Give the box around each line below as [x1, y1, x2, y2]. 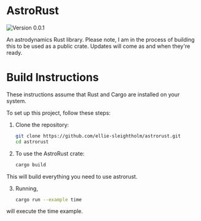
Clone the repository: [15, 121, 69, 128]
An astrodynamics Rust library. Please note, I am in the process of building [6, 36, 195, 43]
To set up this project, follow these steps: [6, 109, 111, 117]
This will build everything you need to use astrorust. [6, 173, 138, 180]
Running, [15, 185, 38, 192]
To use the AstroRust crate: [15, 150, 85, 157]
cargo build [15, 161, 46, 168]
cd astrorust [15, 139, 49, 145]
